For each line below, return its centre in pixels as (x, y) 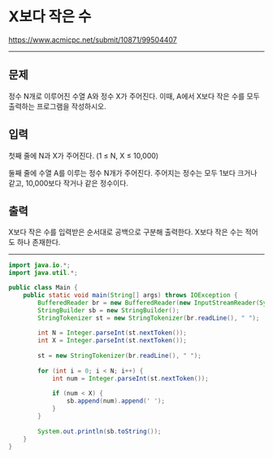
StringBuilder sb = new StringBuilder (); (109, 310)
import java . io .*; (39, 265)
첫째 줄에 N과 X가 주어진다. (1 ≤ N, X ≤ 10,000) (84, 155)
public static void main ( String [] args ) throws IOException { (130, 295)
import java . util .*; (43, 273)
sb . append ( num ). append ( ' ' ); (115, 401)
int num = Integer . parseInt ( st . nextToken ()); (130, 378)
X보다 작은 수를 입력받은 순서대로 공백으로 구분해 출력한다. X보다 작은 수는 (126, 232)
